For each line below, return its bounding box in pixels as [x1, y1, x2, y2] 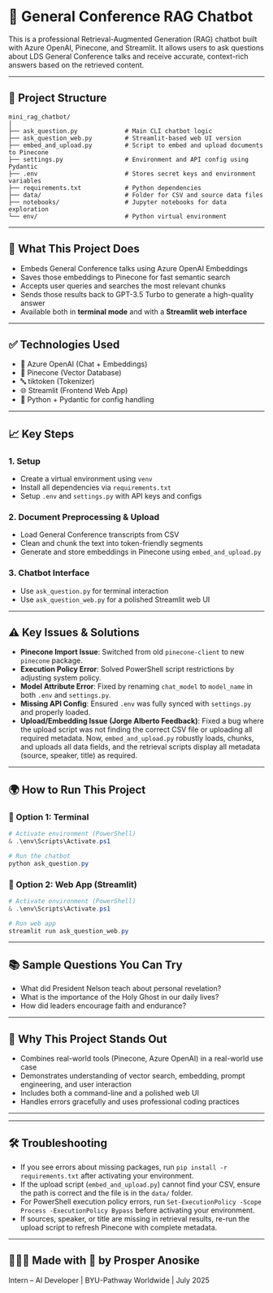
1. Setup [8, 455, 41, 466]
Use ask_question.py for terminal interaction [19, 586, 169, 595]
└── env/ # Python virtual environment [8, 212, 227, 220]
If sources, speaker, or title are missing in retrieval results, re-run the [19, 1213, 250, 1223]
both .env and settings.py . [19, 690, 111, 700]
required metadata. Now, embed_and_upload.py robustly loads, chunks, [19, 733, 254, 743]
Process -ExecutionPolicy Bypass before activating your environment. [19, 1205, 255, 1215]
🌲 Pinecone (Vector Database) [19, 368, 122, 378]
